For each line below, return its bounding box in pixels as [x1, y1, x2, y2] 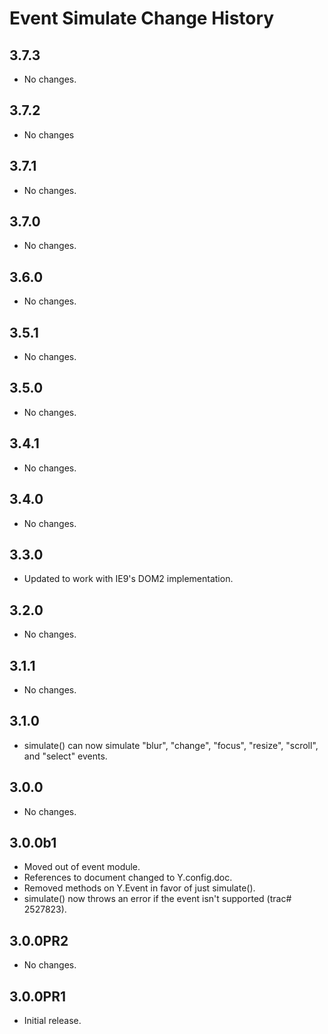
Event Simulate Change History [9, 7, 275, 30]
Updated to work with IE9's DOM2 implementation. [23, 573, 234, 585]
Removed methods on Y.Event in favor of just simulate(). [23, 882, 256, 894]
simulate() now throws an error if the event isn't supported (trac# [23, 893, 292, 905]
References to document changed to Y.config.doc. [23, 872, 233, 884]
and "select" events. [23, 750, 108, 762]
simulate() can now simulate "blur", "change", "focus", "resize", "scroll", [23, 739, 319, 751]
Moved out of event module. [23, 861, 141, 873]
